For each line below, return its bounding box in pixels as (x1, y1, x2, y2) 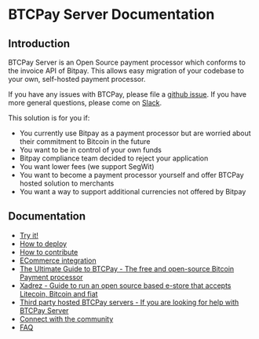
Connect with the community (19, 314, 114, 323)
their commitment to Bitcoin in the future (19, 137, 151, 146)
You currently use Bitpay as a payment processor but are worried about (19, 128, 251, 138)
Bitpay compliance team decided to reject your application (19, 153, 209, 163)
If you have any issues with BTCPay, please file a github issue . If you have (8, 90, 247, 99)
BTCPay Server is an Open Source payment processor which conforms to (8, 57, 246, 67)
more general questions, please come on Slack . (8, 98, 162, 107)
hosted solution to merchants (19, 179, 115, 188)
